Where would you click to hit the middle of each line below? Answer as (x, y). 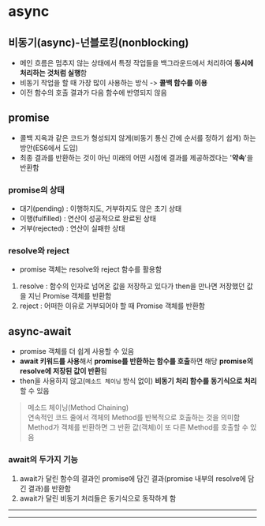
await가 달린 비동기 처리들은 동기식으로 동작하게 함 (98, 498)
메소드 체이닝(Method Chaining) (78, 408)
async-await (40, 331)
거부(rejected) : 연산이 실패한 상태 (72, 228)
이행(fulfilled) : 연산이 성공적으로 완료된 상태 (88, 219)
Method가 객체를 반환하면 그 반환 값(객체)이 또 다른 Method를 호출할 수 (138, 427)
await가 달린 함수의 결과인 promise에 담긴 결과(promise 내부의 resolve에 (133, 478)
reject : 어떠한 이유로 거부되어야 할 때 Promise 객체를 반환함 (112, 306)
